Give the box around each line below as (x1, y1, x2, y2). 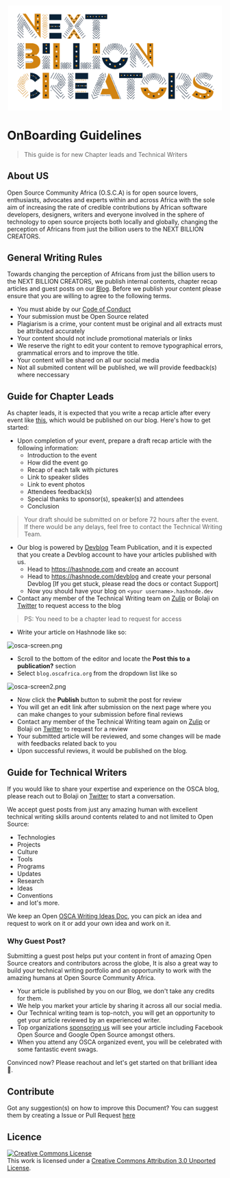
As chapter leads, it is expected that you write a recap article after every (7, 409, 211, 417)
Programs (16, 862, 45, 871)
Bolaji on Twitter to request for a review (16, 725, 128, 733)
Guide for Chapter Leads (7, 391, 114, 402)
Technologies (16, 833, 56, 842)
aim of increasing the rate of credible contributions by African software (7, 203, 207, 211)
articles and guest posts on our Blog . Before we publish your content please (7, 284, 221, 293)
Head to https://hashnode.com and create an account (27, 565, 179, 574)
